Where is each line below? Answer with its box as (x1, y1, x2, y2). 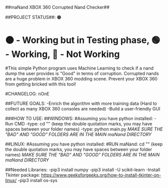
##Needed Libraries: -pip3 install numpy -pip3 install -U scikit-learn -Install (5, 166, 160, 172)
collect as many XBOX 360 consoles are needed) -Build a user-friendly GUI (5, 105, 160, 111)
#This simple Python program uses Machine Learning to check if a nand (5, 65, 154, 71)
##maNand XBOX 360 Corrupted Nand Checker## (5, 4, 110, 10)
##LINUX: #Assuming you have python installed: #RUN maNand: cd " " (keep (5, 141, 163, 147)
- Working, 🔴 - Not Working (5, 48, 120, 60)
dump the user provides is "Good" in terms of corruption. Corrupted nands (5, 70, 159, 76)
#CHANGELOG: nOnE (5, 90, 49, 96)
